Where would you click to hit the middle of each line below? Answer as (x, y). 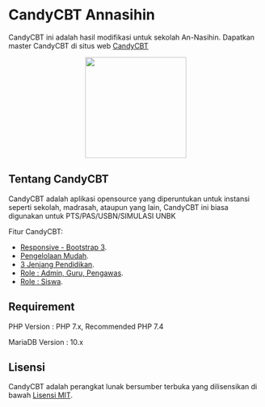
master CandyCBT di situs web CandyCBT (79, 45)
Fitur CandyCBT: (36, 231)
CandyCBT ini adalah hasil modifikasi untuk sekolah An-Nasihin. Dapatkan (132, 37)
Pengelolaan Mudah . (54, 255)
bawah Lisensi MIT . (40, 395)
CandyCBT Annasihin (82, 15)
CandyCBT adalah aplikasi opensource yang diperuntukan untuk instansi (129, 199)
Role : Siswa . (41, 281)
